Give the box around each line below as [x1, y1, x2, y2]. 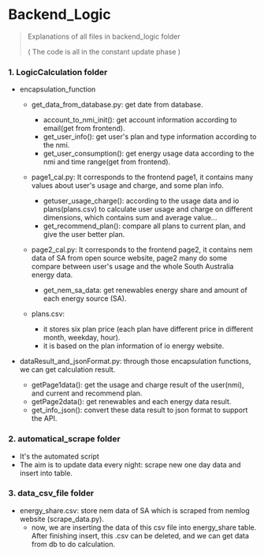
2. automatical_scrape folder [8, 433, 121, 444]
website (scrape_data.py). [19, 514, 105, 523]
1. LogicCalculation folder [8, 66, 108, 77]
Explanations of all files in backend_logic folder [27, 32, 180, 41]
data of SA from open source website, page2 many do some [31, 253, 228, 263]
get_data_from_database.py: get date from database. [31, 100, 203, 110]
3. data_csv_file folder [8, 488, 95, 499]
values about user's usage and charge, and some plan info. [31, 181, 225, 190]
